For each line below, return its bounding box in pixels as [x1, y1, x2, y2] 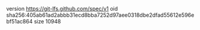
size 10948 [34, 18, 61, 25]
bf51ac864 [6, 18, 33, 25]
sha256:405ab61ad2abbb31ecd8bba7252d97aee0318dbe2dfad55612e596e [6, 11, 195, 19]
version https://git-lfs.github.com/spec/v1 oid [6, 5, 118, 12]
